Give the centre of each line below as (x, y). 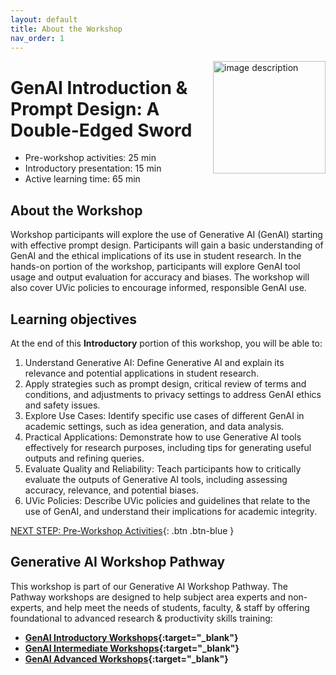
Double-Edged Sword (101, 130)
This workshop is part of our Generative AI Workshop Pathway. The (149, 586)
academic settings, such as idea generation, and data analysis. (154, 426)
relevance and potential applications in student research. (142, 373)
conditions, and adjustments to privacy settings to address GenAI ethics (173, 394)
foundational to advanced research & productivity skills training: (141, 618)
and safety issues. (62, 405)
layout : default (44, 19)
